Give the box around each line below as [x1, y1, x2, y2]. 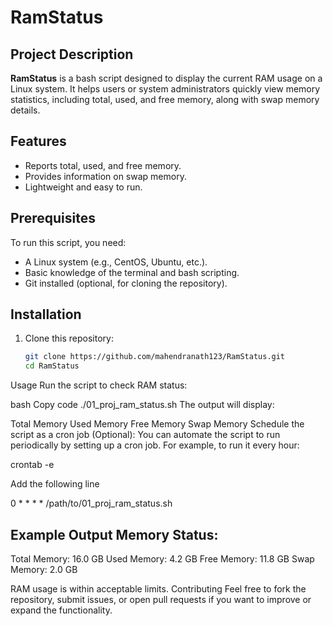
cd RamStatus [24, 361, 80, 371]
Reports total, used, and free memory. [24, 159, 182, 171]
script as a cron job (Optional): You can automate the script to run [10, 429, 281, 441]
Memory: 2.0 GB [10, 564, 78, 575]
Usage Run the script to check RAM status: [10, 379, 188, 391]
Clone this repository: [24, 332, 114, 345]
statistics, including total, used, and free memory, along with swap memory [10, 94, 320, 105]
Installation [10, 306, 82, 323]
